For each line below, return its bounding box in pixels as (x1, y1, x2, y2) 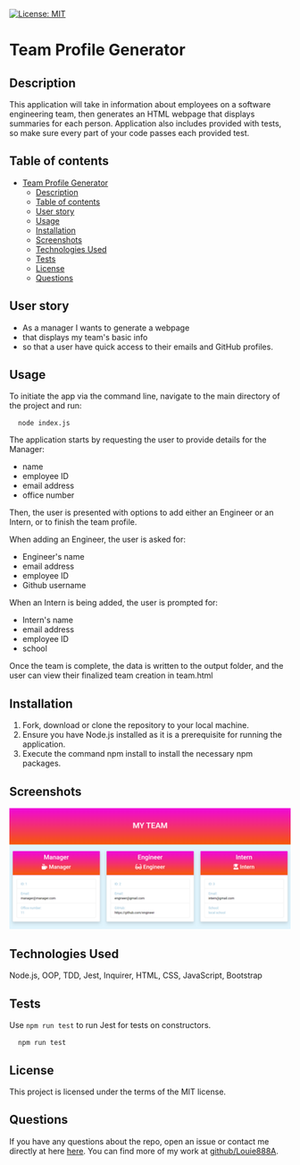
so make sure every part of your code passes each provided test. (9, 128, 250, 138)
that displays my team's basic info (21, 331, 148, 342)
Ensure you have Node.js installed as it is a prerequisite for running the (21, 730, 283, 741)
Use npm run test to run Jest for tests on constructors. (9, 1020, 212, 1031)
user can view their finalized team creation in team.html (9, 670, 213, 681)
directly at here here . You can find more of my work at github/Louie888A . (9, 1145, 279, 1156)
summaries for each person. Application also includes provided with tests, (9, 118, 282, 129)
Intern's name (21, 614, 74, 626)
